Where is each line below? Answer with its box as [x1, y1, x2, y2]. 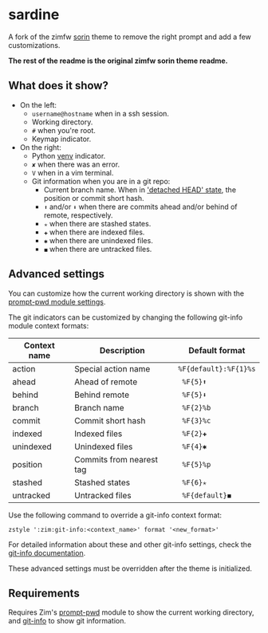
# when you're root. [31, 125, 96, 135]
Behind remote [74, 389, 130, 400]
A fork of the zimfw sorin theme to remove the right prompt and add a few [8, 32, 251, 41]
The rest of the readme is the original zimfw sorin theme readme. [8, 56, 229, 65]
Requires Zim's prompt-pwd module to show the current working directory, [8, 607, 254, 617]
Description [99, 344, 145, 356]
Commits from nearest [74, 454, 158, 465]
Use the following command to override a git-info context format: [8, 510, 222, 520]
